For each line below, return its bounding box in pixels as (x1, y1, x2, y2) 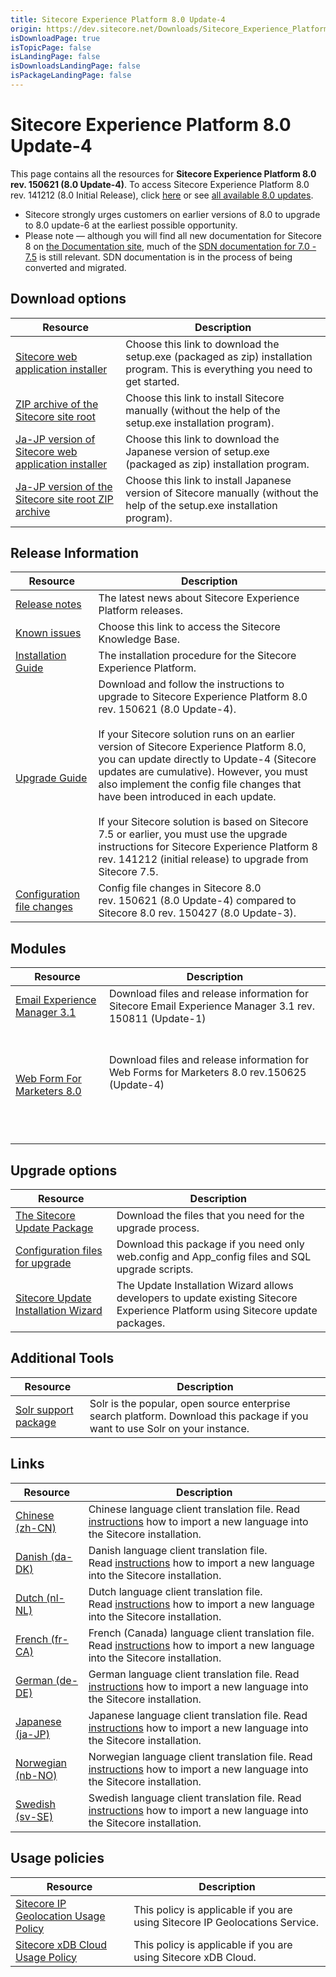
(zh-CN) (15, 1521, 57, 1535)
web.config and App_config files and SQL (116, 1250, 312, 1264)
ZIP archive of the (15, 397, 99, 411)
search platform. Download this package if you (89, 1409, 309, 1423)
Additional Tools (10, 1350, 115, 1367)
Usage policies (10, 1850, 105, 1867)
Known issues (15, 626, 82, 640)
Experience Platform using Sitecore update (116, 1304, 318, 1318)
